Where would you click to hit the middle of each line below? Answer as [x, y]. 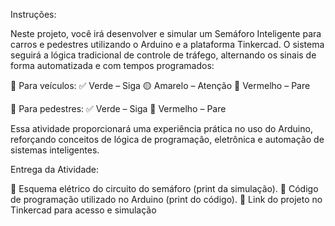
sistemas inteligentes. [55, 150]
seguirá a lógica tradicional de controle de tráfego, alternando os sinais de [163, 55]
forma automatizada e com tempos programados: [112, 65]
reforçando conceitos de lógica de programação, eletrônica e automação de [167, 139]
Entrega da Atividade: [55, 169]
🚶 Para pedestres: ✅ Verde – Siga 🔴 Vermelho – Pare [118, 108]
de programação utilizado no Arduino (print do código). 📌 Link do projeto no [166, 199]
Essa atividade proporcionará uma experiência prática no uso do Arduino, [161, 128]
